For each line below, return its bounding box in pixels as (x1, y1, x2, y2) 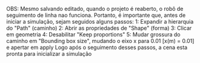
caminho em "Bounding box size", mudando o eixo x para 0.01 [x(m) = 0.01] (6, 38, 195, 44)
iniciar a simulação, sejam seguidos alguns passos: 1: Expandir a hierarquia (6, 18, 194, 25)
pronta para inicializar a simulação (6, 50, 92, 57)
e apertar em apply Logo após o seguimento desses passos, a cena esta (6, 44, 188, 51)
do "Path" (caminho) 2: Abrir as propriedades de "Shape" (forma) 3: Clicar (6, 24, 192, 31)
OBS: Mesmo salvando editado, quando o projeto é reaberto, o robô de (6, 5, 184, 12)
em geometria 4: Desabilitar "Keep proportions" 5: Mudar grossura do (6, 31, 181, 38)
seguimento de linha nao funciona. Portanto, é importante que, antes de (6, 12, 186, 19)
